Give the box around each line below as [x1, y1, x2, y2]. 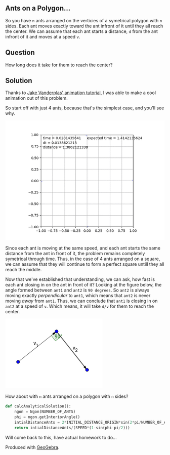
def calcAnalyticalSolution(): [5, 404, 71, 409]
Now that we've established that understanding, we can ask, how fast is [5, 276, 155, 282]
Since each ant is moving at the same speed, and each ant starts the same [5, 245, 161, 251]
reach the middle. [5, 267, 42, 273]
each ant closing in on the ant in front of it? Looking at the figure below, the [5, 282, 162, 288]
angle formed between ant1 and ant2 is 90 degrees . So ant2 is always [5, 287, 150, 293]
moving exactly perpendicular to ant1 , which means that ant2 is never [5, 293, 151, 299]
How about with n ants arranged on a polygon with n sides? [5, 393, 129, 399]
